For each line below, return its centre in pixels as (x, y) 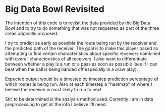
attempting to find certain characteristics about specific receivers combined (83, 54)
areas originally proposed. (32, 33)
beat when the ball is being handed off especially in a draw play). (72, 69)
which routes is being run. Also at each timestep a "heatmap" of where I (79, 84)
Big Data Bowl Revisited (55, 9)
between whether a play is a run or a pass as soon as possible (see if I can (81, 64)
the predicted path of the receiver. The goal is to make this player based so (82, 48)
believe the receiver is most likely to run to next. (54, 89)
